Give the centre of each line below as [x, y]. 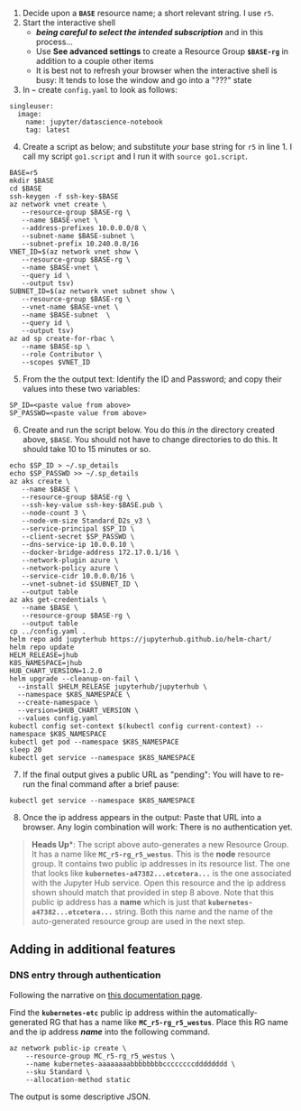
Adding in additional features [92, 950]
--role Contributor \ [62, 355]
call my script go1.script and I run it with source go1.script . [135, 156]
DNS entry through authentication [85, 976]
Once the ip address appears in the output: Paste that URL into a [142, 817]
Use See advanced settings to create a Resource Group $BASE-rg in [162, 51]
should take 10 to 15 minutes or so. [87, 449]
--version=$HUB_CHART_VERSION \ [78, 710]
